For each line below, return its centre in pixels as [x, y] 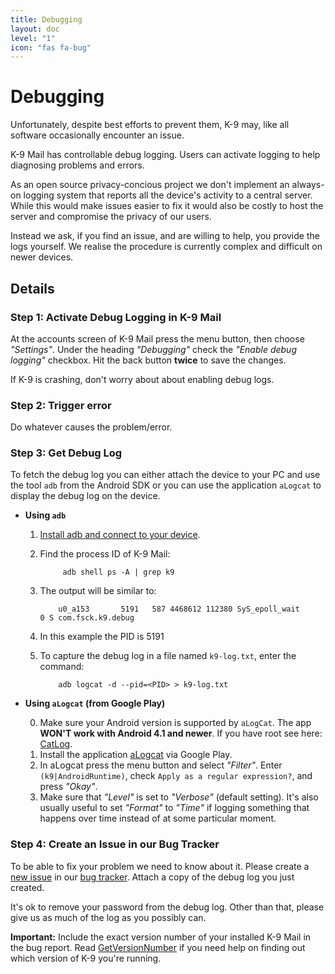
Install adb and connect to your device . [120, 535]
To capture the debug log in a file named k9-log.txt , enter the [168, 656]
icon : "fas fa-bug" [51, 47]
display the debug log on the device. [85, 496]
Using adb [45, 515]
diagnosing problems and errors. [77, 165]
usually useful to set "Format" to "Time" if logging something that [174, 808]
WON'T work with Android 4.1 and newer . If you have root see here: [181, 733]
